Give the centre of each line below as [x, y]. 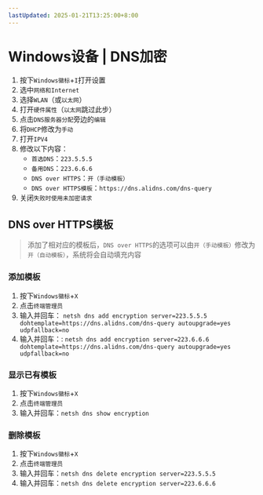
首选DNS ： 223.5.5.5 [62, 158]
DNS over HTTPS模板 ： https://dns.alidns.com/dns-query [121, 187]
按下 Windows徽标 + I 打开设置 [62, 80]
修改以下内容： [44, 148]
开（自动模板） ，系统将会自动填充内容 [84, 255]
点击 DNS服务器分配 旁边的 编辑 [62, 119]
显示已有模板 [33, 375]
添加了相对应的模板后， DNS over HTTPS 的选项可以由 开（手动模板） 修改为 [141, 245]
